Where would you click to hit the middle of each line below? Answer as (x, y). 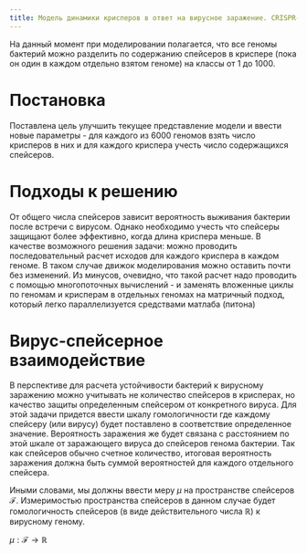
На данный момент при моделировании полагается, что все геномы (143, 44)
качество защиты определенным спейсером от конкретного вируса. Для (153, 405)
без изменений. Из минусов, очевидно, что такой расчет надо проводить (153, 275)
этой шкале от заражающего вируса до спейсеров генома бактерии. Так (152, 444)
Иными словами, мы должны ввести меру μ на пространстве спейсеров (152, 490)
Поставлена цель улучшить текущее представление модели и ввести (146, 125)
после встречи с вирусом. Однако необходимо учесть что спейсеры (145, 226)
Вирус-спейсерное (86, 341)
